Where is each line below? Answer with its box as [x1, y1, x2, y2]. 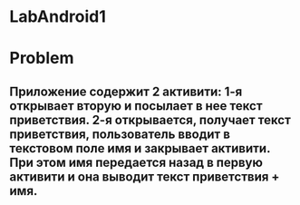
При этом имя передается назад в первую [9, 154, 263, 170]
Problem [9, 48, 74, 69]
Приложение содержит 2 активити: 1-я [9, 83, 243, 99]
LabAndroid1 [9, 6, 106, 27]
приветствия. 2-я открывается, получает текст [9, 112, 292, 128]
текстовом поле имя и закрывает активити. [9, 141, 271, 156]
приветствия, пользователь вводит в [9, 126, 231, 142]
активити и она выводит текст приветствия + [9, 169, 280, 184]
